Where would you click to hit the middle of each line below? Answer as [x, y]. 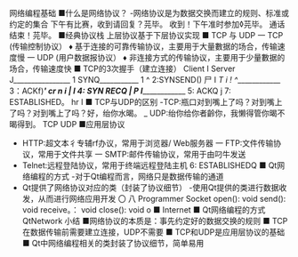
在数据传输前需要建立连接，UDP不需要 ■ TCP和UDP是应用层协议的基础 [153, 232]
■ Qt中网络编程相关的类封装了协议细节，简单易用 [113, 243]
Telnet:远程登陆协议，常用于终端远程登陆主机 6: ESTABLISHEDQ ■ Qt [149, 165]
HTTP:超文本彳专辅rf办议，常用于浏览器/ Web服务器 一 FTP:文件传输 [148, 143]
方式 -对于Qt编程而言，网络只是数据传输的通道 [138, 177]
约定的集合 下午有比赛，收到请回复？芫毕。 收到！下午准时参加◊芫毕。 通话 [147, 24]
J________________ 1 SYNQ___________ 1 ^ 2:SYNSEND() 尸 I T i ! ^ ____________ [145, 80]
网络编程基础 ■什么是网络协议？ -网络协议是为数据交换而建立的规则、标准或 [149, 13]
